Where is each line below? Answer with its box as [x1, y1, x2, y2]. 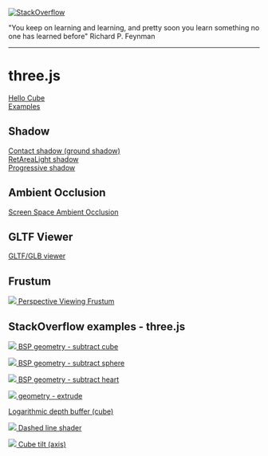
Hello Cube [8, 92, 45, 103]
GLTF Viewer [8, 230, 73, 243]
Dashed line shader [18, 423, 82, 432]
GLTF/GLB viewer [8, 251, 66, 261]
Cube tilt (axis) [18, 439, 66, 449]
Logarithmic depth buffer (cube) [8, 407, 114, 416]
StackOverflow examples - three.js [8, 320, 186, 333]
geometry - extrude [18, 391, 83, 400]
